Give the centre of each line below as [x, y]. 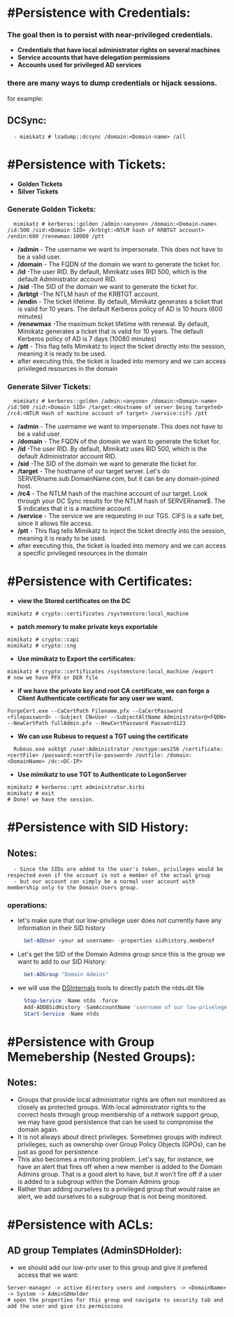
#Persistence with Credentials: [99, 13]
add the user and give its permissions [65, 1306]
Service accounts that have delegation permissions [94, 58]
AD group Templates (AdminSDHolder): [95, 1251]
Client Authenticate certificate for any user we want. [95, 698]
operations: [27, 905]
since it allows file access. [55, 523]
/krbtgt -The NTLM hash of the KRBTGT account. [88, 294]
